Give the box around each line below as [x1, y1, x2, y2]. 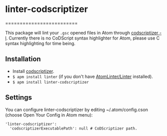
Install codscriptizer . [12, 68, 54, 74]
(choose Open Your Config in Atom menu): [5, 111, 93, 118]
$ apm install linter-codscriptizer [12, 79, 89, 84]
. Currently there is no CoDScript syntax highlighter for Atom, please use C [6, 35, 160, 41]
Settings [5, 93, 32, 102]
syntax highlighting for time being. [5, 40, 76, 46]
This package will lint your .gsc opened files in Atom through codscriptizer [5, 29, 158, 35]
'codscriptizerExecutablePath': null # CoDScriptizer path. [9, 126, 137, 131]
